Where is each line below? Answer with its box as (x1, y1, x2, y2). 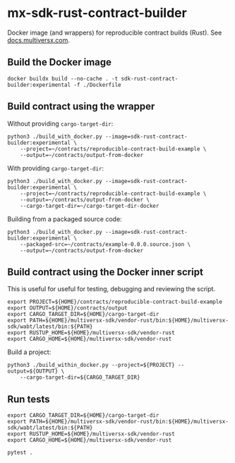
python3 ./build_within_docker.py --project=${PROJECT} (7, 362, 175, 369)
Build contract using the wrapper (7, 100, 155, 112)
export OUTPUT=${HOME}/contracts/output (7, 305, 128, 312)
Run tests (7, 393, 50, 405)
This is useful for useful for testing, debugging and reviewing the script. (7, 285, 216, 293)
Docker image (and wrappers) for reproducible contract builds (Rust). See (7, 28, 222, 37)
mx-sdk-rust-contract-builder (7, 5, 187, 21)
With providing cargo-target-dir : (7, 164, 104, 172)
